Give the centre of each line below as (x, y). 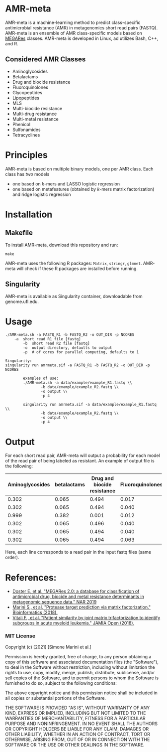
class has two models (27, 174)
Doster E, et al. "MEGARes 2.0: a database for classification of (76, 592)
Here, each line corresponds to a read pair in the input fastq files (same (78, 552)
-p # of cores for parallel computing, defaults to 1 (81, 352)
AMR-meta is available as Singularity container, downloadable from (74, 296)
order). (12, 557)
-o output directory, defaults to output (68, 348)
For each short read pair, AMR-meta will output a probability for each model (83, 455)
